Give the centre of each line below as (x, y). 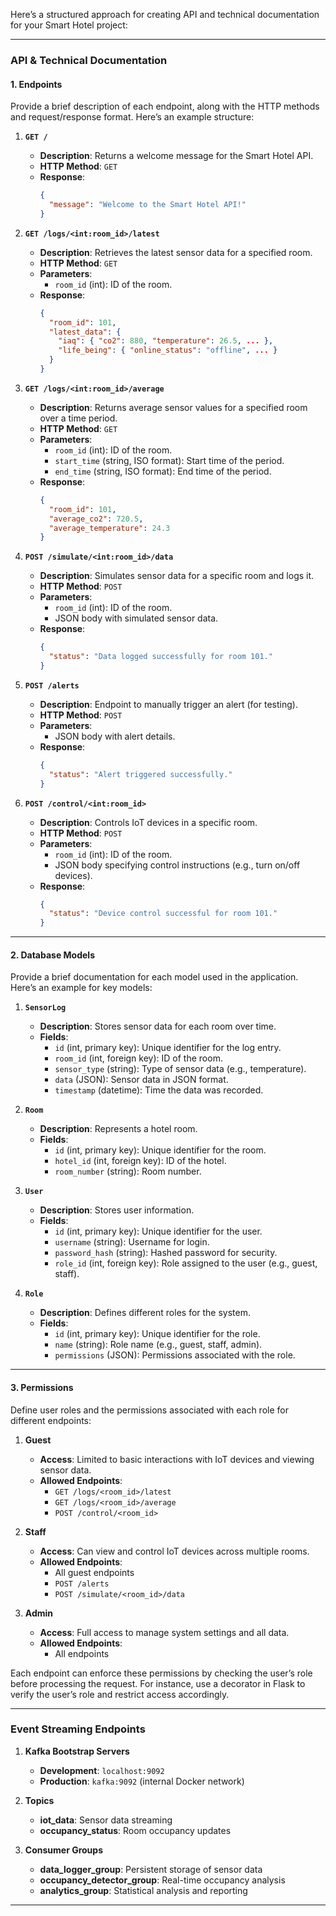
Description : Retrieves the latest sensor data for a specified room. (176, 252)
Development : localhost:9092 (102, 1770)
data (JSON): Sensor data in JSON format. (141, 1080)
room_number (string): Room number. (128, 1171)
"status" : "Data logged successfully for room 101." (160, 657)
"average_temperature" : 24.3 (109, 528)
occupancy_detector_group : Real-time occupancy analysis (162, 1880)
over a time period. (78, 418)
